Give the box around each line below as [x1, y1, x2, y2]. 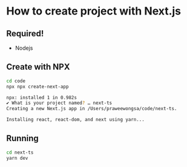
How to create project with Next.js [6, 4, 182, 18]
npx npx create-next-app [6, 83, 69, 90]
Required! [6, 28, 44, 39]
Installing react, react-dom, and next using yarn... [6, 117, 145, 123]
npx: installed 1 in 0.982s [6, 94, 77, 100]
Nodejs [15, 44, 33, 51]
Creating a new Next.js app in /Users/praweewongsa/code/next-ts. [6, 106, 177, 112]
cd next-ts [6, 149, 34, 156]
